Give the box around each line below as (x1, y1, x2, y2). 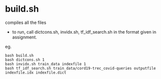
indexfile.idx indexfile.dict (5, 70, 67, 75)
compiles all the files (5, 20, 46, 25)
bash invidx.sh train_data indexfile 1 (5, 61, 86, 66)
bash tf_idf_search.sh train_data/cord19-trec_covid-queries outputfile (5, 66, 156, 71)
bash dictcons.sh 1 (5, 57, 45, 62)
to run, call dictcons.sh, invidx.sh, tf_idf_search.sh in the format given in (12, 29, 157, 35)
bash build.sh (5, 53, 34, 58)
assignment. (12, 34, 37, 40)
